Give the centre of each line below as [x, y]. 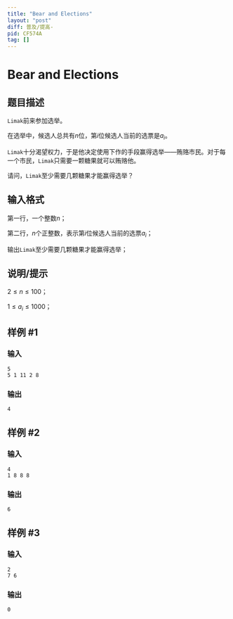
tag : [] [19, 40]
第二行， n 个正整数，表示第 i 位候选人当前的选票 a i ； [80, 234]
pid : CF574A [25, 33]
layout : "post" [29, 20]
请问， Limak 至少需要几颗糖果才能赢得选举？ [71, 175]
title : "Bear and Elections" [50, 14]
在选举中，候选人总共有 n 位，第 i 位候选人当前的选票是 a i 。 [89, 136]
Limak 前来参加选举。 [37, 121]
